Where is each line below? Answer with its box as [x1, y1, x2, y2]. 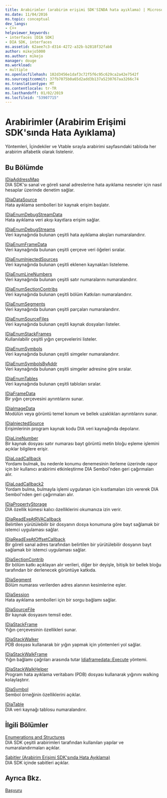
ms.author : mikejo [5, 53, 43, 59]
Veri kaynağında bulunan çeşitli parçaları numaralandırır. [5, 306, 120, 312]
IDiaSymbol [5, 687, 29, 692]
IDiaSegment [5, 577, 32, 582]
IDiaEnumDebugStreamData [5, 212, 63, 217]
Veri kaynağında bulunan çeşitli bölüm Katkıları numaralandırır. [5, 291, 133, 297]
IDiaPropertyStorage [5, 501, 47, 507]
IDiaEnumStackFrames [5, 331, 52, 337]
